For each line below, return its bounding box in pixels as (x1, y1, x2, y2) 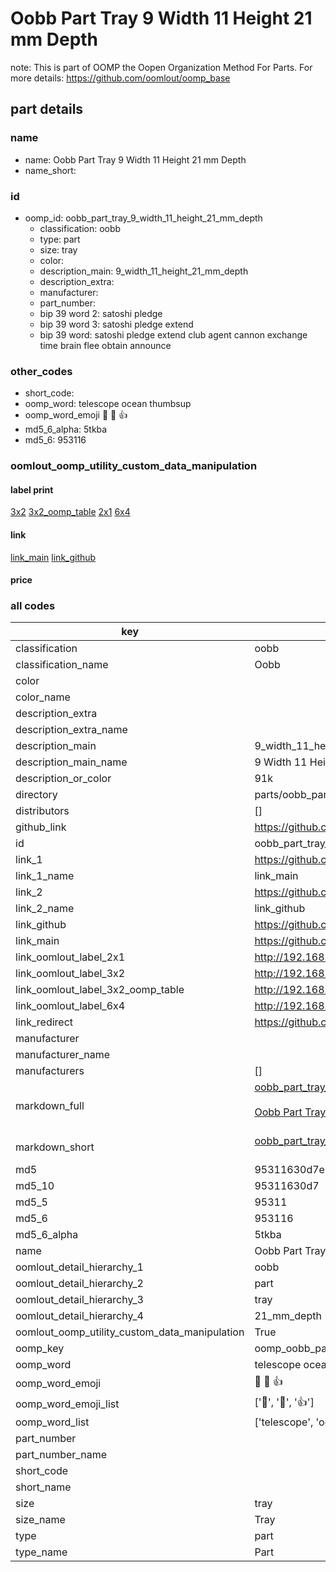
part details (10, 101, 84, 118)
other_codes (10, 364, 73, 378)
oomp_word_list (15, 1415, 90, 1429)
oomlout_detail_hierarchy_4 (15, 1309, 144, 1323)
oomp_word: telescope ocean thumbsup (24, 398, 192, 410)
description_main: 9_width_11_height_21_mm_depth (39, 265, 249, 277)
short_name (15, 1480, 72, 1494)
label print (10, 483, 54, 496)
